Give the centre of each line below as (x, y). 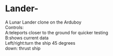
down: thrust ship (23, 48)
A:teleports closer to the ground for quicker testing (57, 32)
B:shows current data (27, 38)
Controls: (14, 27)
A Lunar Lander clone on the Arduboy (43, 22)
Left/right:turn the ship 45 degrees (40, 43)
